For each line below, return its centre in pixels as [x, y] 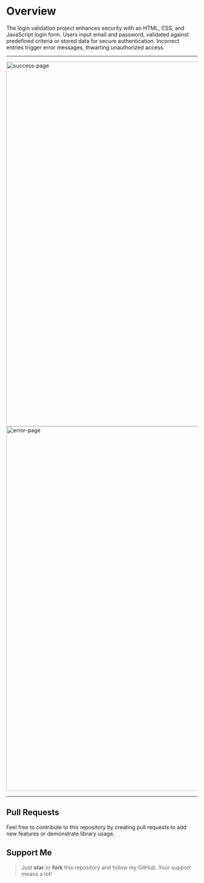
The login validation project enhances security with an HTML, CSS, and [96, 28]
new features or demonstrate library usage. [60, 833]
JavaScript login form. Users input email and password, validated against [98, 34]
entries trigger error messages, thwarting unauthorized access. [86, 47]
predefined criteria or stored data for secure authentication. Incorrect [93, 41]
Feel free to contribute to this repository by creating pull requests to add [97, 827]
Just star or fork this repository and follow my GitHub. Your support [106, 867]
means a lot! [37, 874]
